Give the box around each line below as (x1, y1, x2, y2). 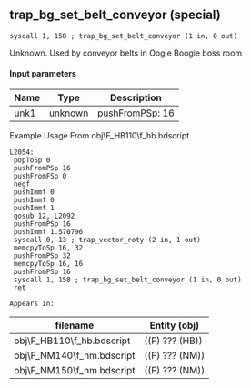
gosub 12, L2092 (13, 211, 75, 221)
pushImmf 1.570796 (13, 228, 84, 237)
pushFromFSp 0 (13, 172, 67, 181)
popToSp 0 (13, 156, 51, 165)
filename (55, 319, 95, 332)
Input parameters (9, 68, 77, 79)
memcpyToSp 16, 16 (13, 260, 84, 269)
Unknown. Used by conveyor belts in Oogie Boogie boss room (9, 47, 243, 58)
